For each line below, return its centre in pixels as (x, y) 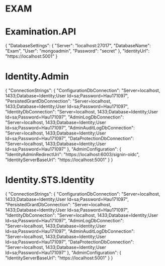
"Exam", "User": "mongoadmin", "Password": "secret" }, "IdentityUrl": (77, 51)
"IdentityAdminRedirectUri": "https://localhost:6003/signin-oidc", (72, 155)
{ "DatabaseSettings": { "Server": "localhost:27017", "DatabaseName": (78, 46)
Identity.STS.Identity (50, 180)
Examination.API (41, 32)
